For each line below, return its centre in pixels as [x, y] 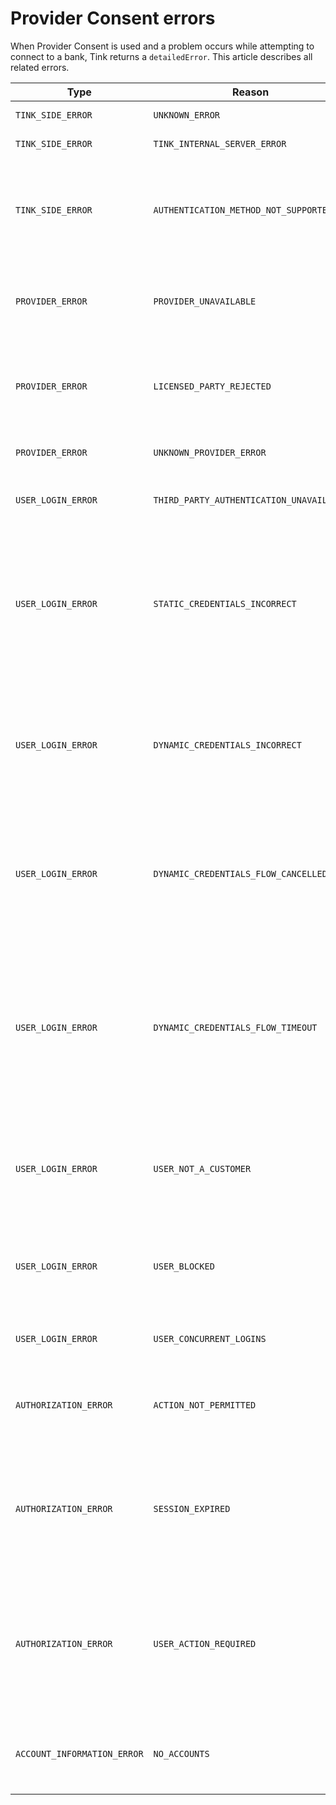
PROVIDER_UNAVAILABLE [205, 301]
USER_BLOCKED [184, 1266]
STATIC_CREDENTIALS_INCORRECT [225, 603]
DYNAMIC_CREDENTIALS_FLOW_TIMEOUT [235, 1027]
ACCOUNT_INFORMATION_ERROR [79, 1753]
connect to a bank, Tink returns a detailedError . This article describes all [161, 56]
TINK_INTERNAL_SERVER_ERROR [220, 143]
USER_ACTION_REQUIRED [205, 1643]
